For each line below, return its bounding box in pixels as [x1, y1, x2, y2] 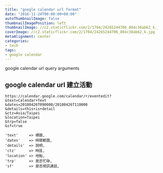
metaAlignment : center [5, 34, 51, 39]
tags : [5, 47, 16, 52]
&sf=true [5, 124, 23, 128]
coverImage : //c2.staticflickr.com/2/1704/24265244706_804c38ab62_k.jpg [5, 30, 155, 34]
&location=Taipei [5, 115, 40, 120]
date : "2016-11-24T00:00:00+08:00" [5, 12, 77, 16]
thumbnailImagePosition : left [5, 20, 66, 26]
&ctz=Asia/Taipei [5, 111, 40, 116]
